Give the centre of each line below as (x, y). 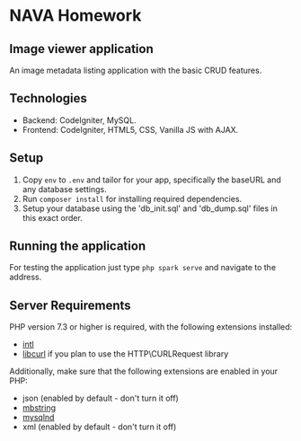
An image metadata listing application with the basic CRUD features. (136, 70)
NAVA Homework (75, 16)
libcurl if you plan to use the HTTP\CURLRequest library (125, 354)
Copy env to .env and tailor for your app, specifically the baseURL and (151, 180)
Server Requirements (71, 305)
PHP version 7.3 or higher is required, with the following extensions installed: (151, 327)
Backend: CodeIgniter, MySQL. (79, 120)
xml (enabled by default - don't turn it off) (99, 427)
